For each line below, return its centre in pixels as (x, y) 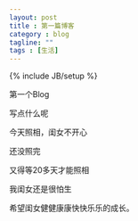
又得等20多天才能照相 (49, 170)
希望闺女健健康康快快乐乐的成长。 (72, 208)
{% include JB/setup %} (53, 76)
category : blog (39, 34)
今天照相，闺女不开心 (48, 132)
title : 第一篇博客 (42, 26)
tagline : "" (31, 42)
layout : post (33, 17)
